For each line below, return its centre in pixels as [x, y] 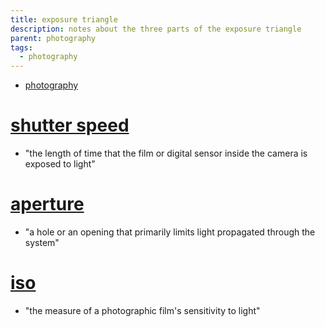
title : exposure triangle [64, 19]
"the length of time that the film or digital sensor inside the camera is [166, 153]
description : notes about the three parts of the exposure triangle [156, 29]
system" [42, 242]
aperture [47, 204]
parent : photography [53, 38]
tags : [21, 47]
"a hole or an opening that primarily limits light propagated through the [170, 232]
